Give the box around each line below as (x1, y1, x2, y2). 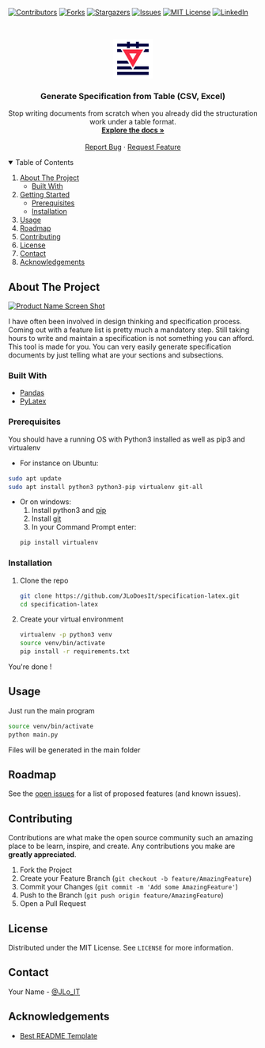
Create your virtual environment (19, 614, 124, 624)
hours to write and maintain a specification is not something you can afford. (8, 334, 255, 343)
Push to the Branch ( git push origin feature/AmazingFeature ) (19, 890, 224, 900)
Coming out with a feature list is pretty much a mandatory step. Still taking (8, 325, 250, 335)
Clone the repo (19, 576, 69, 585)
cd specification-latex (19, 600, 99, 608)
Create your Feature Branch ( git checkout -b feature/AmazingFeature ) (19, 874, 252, 883)
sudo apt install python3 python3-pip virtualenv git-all (8, 483, 203, 491)
